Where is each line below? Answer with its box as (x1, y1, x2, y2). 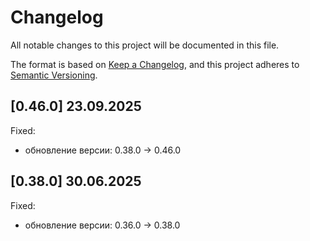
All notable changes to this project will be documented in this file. (10, 39, 280, 51)
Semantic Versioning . (10, 69, 98, 81)
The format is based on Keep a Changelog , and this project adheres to (10, 58, 300, 70)
